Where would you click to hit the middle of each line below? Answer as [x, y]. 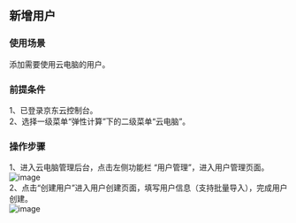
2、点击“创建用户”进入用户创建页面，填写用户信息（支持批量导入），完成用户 [148, 188]
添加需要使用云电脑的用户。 [60, 64]
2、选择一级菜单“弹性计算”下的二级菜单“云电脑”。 [100, 121]
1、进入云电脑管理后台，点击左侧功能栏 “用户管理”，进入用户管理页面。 [139, 167]
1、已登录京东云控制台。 [53, 110]
